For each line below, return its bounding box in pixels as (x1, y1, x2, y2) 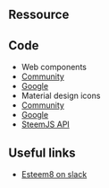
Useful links (8, 145, 77, 160)
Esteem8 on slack (21, 169, 88, 180)
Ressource (8, 7, 70, 22)
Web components (21, 62, 87, 73)
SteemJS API (21, 119, 71, 130)
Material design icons (21, 90, 101, 102)
